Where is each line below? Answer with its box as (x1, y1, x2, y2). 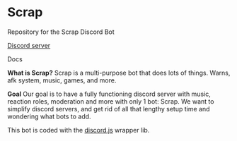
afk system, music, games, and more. (7, 75, 117, 85)
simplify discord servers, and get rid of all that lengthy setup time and (7, 104, 210, 113)
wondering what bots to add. (7, 112, 91, 121)
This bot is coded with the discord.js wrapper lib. (7, 125, 150, 134)
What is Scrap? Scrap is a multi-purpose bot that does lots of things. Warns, (7, 68, 231, 77)
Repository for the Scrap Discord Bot (7, 27, 115, 36)
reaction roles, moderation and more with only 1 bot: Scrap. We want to (7, 97, 214, 106)
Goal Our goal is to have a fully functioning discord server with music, (7, 90, 211, 98)
